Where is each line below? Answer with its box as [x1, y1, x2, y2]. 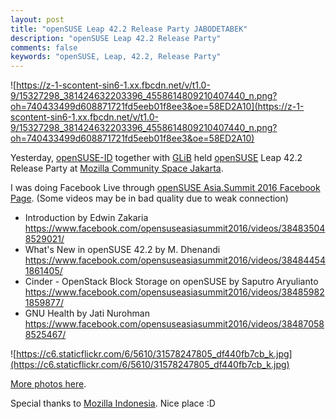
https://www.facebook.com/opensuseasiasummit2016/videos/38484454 [24, 254, 326, 266]
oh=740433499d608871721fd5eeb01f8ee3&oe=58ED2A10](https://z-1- [10, 101, 305, 113]
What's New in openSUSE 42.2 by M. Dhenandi [24, 244, 221, 256]
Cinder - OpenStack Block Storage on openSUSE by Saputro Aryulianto [24, 276, 319, 288]
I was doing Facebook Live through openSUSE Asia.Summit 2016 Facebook [10, 182, 321, 194]
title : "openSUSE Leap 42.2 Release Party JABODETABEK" [10, 24, 248, 34]
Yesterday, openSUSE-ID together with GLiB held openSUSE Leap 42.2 [10, 152, 303, 164]
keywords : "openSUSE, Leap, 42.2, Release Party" [10, 52, 222, 62]
